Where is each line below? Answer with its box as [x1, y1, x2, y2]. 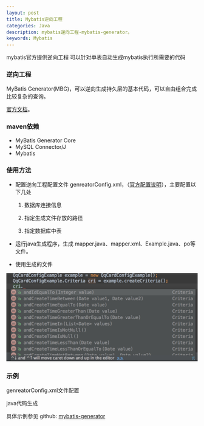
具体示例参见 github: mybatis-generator [6, 413, 106, 420]
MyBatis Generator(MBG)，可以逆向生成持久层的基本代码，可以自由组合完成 [6, 85, 197, 92]
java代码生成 [6, 400, 38, 407]
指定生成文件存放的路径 [24, 215, 83, 222]
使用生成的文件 [15, 261, 53, 268]
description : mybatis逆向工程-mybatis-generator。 [6, 29, 132, 35]
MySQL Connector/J [15, 143, 67, 150]
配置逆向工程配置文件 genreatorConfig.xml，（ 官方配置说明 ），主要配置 [15, 181, 191, 188]
